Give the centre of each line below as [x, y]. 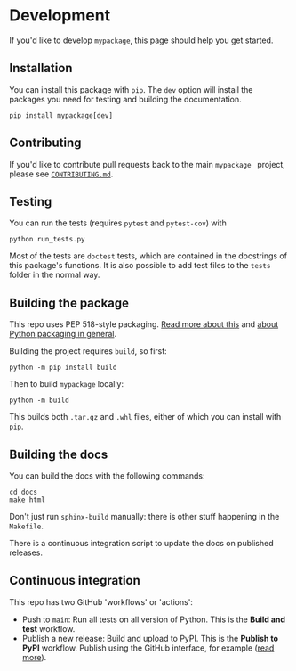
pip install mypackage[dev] [61, 115]
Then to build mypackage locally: [67, 384]
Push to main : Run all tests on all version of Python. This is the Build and [154, 619]
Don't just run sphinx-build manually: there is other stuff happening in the [144, 516]
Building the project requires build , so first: [88, 351]
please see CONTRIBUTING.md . [61, 174]
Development [60, 16]
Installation [41, 68]
